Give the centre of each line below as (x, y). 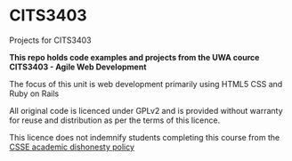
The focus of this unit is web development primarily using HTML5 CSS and (146, 84)
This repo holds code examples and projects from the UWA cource (134, 57)
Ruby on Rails (34, 93)
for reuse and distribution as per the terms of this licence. (115, 120)
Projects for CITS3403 (50, 40)
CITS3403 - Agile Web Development (78, 67)
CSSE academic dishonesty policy (72, 147)
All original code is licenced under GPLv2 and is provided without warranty (146, 110)
